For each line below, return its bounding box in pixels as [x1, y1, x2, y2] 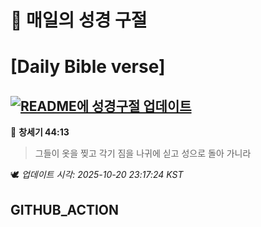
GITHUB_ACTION [10, 201, 120, 218]
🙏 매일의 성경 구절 [10, 9, 148, 32]
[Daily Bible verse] [10, 56, 166, 78]
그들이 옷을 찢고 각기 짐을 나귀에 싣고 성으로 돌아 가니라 [34, 147, 252, 160]
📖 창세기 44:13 [10, 126, 70, 138]
